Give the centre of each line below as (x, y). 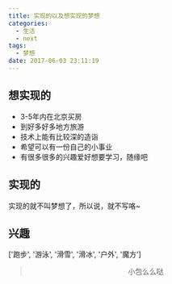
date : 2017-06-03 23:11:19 (54, 61)
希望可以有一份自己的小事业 (66, 147)
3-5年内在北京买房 (51, 116)
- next (27, 38)
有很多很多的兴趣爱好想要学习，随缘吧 (84, 157)
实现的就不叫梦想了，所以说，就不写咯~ (75, 206)
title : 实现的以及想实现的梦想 (54, 16)
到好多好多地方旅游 (52, 127)
